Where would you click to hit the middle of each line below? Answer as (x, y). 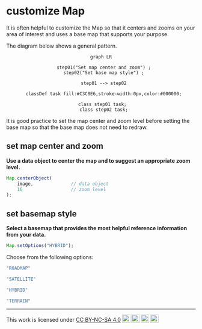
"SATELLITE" (21, 279)
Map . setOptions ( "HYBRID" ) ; (40, 246)
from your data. (26, 235)
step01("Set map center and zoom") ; (104, 67)
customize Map (46, 11)
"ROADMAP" (19, 268)
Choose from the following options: (50, 257)
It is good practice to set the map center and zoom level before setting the (98, 121)
